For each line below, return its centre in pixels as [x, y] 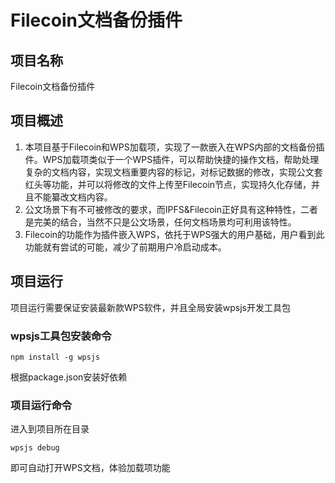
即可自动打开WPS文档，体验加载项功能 [90, 468]
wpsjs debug [35, 448]
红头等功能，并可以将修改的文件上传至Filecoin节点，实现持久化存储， [168, 184]
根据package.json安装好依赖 [69, 377]
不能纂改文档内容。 [73, 197]
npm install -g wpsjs [55, 357]
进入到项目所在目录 [50, 429]
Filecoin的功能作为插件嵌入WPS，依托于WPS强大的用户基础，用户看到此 [174, 234]
